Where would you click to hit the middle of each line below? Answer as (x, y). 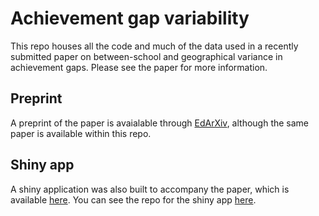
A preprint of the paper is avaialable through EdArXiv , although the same (160, 123)
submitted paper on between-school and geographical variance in (146, 56)
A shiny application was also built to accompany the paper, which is (150, 189)
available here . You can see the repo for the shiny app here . (133, 199)
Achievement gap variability (130, 18)
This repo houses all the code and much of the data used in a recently (154, 46)
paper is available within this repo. (81, 133)
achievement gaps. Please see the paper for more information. (139, 67)
